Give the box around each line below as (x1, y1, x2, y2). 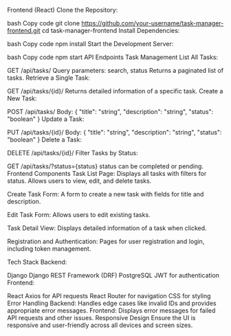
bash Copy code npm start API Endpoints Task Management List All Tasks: (7, 53, 219, 61)
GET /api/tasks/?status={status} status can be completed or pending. (7, 162, 204, 170)
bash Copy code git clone (7, 19, 80, 27)
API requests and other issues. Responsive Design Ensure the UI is (7, 314, 196, 322)
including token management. (7, 245, 91, 253)
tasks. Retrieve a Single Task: (7, 74, 91, 82)
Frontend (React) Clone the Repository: (7, 6, 118, 14)
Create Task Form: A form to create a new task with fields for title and (7, 190, 204, 198)
